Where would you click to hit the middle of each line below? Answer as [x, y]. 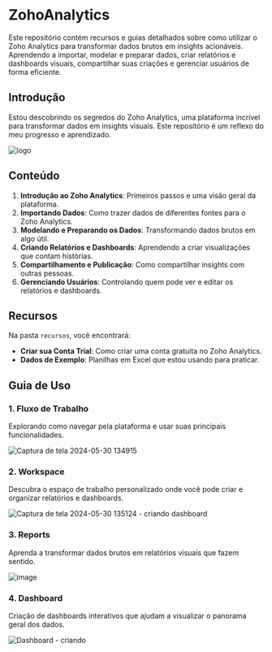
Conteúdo [34, 176]
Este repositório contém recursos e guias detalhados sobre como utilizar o [133, 37]
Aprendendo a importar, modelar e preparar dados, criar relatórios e [122, 54]
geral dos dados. [37, 624]
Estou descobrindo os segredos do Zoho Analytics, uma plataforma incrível [134, 117]
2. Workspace [37, 472]
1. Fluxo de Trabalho [49, 408]
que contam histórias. [56, 256]
